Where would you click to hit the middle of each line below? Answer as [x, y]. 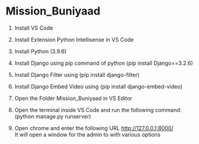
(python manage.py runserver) [53, 116]
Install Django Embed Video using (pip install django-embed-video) [98, 87]
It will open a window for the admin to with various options [87, 134]
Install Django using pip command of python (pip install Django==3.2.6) [104, 63]
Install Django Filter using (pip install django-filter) [77, 74]
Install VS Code [34, 28]
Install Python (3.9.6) [41, 51]
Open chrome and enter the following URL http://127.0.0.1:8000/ [94, 128]
